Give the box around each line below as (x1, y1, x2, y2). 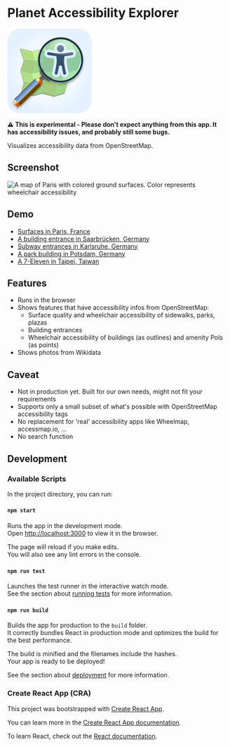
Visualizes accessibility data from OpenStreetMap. (7, 141, 153, 149)
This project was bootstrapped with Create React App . (7, 704, 165, 713)
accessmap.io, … (17, 425, 67, 434)
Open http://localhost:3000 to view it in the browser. (7, 529, 158, 538)
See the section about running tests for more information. (7, 589, 173, 598)
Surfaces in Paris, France (17, 227, 90, 235)
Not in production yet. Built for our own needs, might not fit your (17, 387, 203, 396)
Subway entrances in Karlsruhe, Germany (17, 241, 138, 251)
